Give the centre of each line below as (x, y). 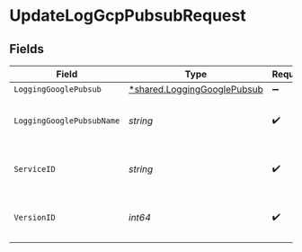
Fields (27, 49)
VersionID (35, 217)
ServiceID (35, 169)
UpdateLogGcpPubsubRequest (128, 16)
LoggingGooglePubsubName (67, 121)
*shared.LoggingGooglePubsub (196, 89)
